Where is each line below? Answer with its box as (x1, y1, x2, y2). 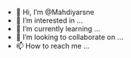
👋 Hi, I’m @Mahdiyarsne (15, 8, 95, 16)
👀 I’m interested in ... (15, 16, 83, 25)
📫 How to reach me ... (15, 42, 90, 50)
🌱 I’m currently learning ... (15, 24, 101, 33)
